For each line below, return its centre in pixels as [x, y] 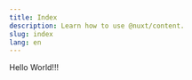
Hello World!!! [34, 68]
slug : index [31, 34]
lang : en [25, 42]
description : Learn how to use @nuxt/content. [97, 26]
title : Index [33, 17]
